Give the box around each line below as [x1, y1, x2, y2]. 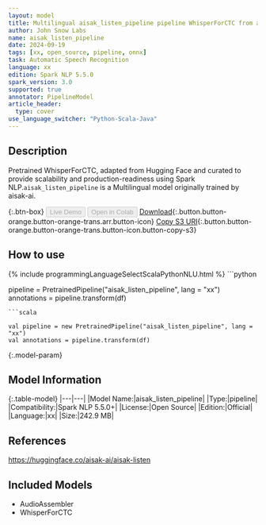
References [8, 434, 66, 447]
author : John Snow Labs [8, 26, 87, 34]
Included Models [8, 478, 93, 492]
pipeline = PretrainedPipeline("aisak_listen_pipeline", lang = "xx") [8, 284, 220, 294]
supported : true [8, 85, 62, 94]
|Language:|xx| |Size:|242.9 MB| [8, 411, 115, 421]
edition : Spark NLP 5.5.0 [8, 71, 93, 79]
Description [8, 145, 67, 158]
